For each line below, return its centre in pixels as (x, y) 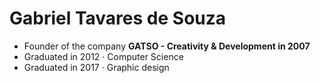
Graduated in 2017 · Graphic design (96, 67)
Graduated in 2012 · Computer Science (103, 56)
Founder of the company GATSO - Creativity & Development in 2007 (167, 46)
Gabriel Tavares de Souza (118, 18)
